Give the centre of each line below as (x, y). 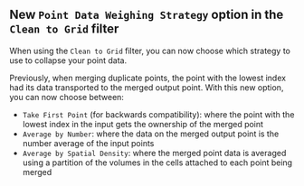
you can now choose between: (67, 97)
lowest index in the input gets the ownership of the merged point (143, 124)
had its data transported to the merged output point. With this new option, (147, 87)
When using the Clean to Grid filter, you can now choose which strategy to (150, 51)
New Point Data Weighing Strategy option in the (147, 15)
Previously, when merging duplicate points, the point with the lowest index (148, 78)
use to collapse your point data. (68, 60)
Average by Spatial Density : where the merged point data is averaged (154, 153)
